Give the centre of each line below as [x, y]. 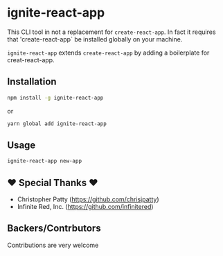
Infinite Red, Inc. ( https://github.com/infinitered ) [85, 207]
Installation [32, 82]
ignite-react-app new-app [44, 161]
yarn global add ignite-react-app [57, 124]
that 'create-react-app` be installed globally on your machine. [95, 39]
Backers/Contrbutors [54, 229]
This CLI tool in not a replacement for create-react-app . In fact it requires [111, 32]
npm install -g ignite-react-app [55, 98]
